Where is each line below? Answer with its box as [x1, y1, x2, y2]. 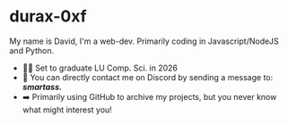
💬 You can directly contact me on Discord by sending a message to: [22, 71, 274, 82]
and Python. [9, 45, 55, 55]
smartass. [22, 81, 63, 92]
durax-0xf [9, 6, 87, 27]
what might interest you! [22, 104, 112, 115]
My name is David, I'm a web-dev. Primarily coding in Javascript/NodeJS [9, 36, 280, 46]
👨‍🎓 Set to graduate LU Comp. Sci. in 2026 [22, 62, 178, 73]
